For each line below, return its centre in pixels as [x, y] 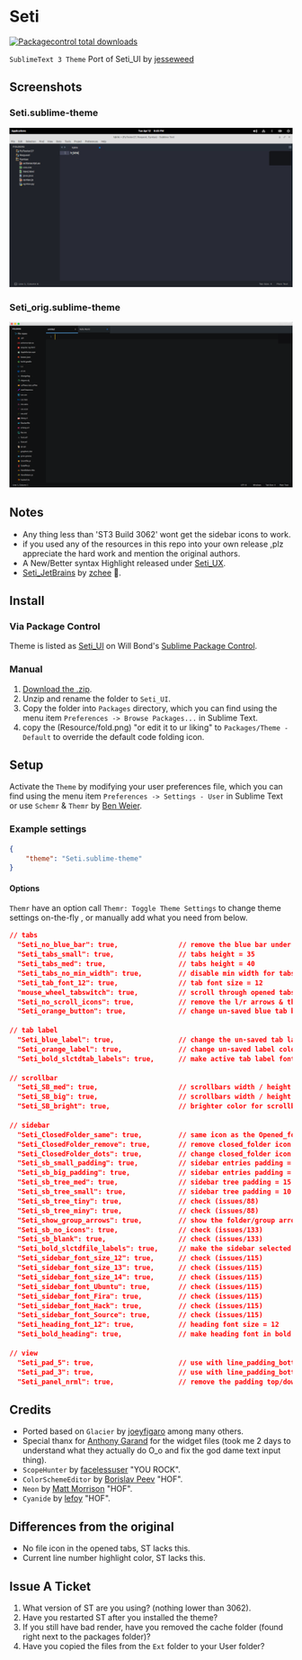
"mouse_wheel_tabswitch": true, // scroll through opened [147, 992]
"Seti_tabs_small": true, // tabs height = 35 [136, 955]
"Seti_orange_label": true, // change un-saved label [147, 1049]
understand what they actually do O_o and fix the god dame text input [151, 1450]
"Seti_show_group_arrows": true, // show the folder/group [147, 1220]
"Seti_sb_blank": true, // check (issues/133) [140, 1240]
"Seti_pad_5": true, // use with [120, 1362]
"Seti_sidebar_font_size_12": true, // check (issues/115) [140, 1259]
